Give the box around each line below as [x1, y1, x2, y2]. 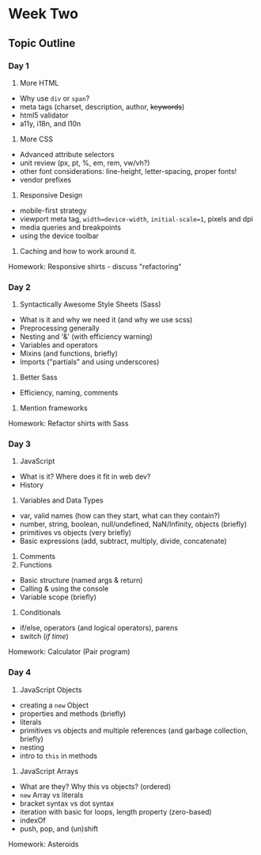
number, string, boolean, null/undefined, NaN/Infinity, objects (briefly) [19, 519, 248, 529]
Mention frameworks [19, 403, 89, 413]
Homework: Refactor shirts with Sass [8, 418, 129, 429]
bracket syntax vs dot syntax [19, 799, 115, 808]
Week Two [8, 5, 79, 23]
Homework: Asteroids [8, 839, 79, 849]
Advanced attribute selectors [19, 149, 115, 159]
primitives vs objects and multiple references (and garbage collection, [19, 726, 248, 735]
